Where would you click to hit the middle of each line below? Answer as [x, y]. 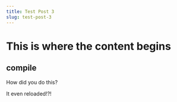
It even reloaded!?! [29, 93]
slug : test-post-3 [29, 17]
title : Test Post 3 [30, 11]
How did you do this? [32, 82]
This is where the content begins [88, 46]
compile [21, 68]
